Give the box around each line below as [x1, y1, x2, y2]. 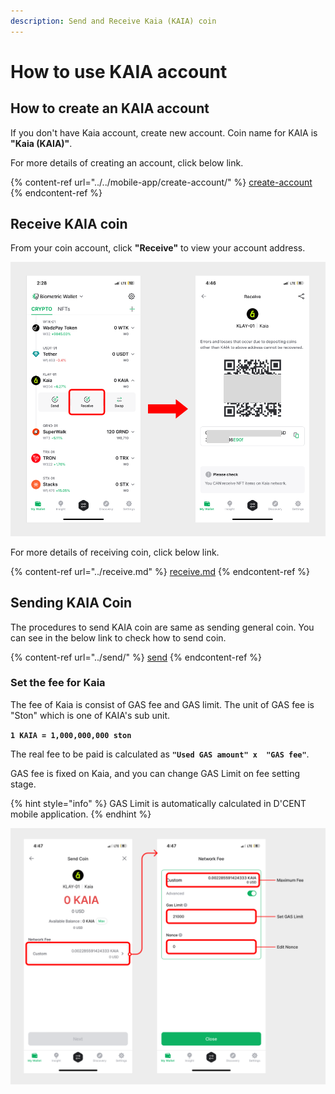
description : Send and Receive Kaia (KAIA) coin [10, 16, 217, 26]
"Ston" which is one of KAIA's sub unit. [10, 709, 171, 721]
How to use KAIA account [10, 60, 228, 83]
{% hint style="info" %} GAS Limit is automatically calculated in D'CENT [10, 797, 307, 809]
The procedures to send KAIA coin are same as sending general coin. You [10, 621, 315, 633]
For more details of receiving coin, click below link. [10, 546, 220, 558]
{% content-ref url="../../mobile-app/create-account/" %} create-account [10, 176, 313, 188]
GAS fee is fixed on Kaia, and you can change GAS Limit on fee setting [10, 767, 301, 779]
